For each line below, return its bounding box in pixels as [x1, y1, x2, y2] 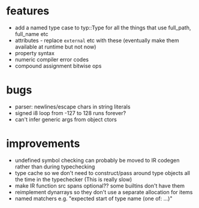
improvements [6, 137, 80, 150]
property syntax [14, 49, 55, 56]
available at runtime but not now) [14, 43, 97, 50]
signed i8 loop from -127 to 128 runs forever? [14, 109, 126, 116]
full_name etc [14, 30, 49, 37]
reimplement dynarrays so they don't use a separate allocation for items [14, 188, 193, 195]
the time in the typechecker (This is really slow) [14, 176, 132, 183]
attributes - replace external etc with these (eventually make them [14, 37, 179, 44]
